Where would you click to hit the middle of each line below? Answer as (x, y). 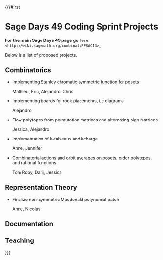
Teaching (20, 241)
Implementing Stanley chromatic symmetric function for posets (75, 82)
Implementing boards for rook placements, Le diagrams (68, 101)
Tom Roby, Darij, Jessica (37, 172)
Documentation (29, 224)
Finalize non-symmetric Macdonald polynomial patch (66, 199)
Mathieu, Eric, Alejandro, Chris (43, 91)
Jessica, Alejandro (31, 129)
